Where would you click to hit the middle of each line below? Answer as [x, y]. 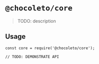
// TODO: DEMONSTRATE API [32, 57]
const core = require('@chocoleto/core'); [50, 48]
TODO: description [37, 21]
